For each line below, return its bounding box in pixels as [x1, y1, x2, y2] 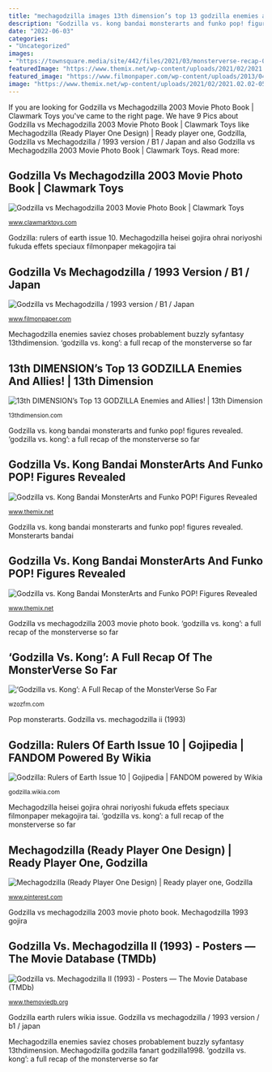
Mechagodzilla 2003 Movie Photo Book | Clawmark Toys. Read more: [8, 145, 240, 155]
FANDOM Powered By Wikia [8, 750, 151, 764]
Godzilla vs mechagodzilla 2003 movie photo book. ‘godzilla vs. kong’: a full [8, 618, 261, 628]
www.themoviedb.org [8, 998, 69, 1006]
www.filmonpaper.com [8, 315, 71, 323]
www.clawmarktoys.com [8, 218, 77, 227]
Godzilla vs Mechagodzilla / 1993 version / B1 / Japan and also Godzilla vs [8, 136, 255, 146]
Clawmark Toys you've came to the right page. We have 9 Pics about [8, 110, 239, 120]
